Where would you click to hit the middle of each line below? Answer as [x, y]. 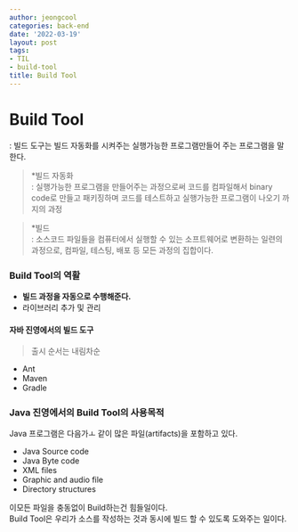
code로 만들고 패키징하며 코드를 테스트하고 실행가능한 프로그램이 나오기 [155, 198]
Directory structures [59, 489]
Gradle [34, 388]
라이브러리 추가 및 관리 [61, 307]
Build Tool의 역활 [45, 275]
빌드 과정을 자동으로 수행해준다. [77, 296]
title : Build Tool [43, 76]
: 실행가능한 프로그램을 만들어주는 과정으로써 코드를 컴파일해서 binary [152, 186]
